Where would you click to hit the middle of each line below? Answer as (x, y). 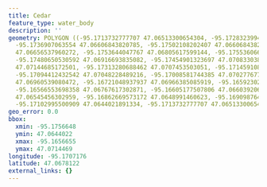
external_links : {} (41, 171)
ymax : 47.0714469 (44, 149)
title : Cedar (30, 16)
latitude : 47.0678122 (44, 164)
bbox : (17, 119)
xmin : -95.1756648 (46, 127)
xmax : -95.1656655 (46, 141)
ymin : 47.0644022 (44, 134)
